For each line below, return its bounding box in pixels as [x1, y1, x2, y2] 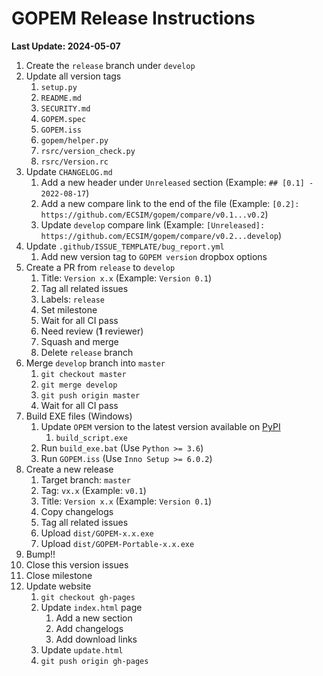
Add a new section [55, 612, 133, 624]
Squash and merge [40, 335, 119, 347]
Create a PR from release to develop [25, 261, 176, 273]
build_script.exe [55, 433, 128, 443]
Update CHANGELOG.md [25, 165, 113, 177]
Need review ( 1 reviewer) [40, 325, 144, 337]
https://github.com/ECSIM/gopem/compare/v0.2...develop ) [40, 229, 283, 241]
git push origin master [40, 390, 141, 401]
